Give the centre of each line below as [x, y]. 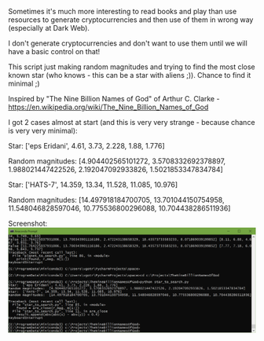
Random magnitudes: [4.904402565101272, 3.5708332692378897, [117, 161]
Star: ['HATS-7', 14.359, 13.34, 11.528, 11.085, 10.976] [93, 185]
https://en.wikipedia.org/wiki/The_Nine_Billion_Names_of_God [108, 107]
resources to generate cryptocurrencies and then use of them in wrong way [131, 20]
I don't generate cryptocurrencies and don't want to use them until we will [128, 43]
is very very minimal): [43, 130]
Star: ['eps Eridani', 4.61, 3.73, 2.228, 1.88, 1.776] [86, 146]
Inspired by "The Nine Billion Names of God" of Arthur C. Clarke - [114, 99]
